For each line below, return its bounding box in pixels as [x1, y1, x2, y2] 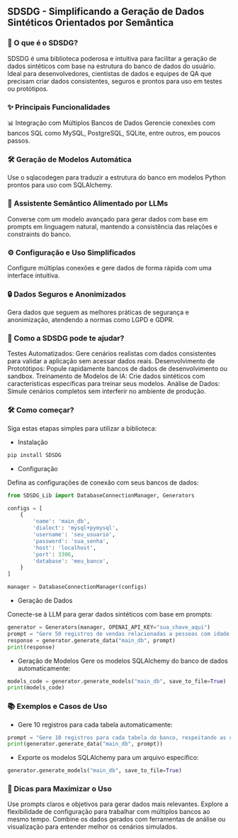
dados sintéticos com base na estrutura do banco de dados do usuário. [7, 62, 216, 70]
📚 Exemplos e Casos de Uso [7, 702, 108, 712]
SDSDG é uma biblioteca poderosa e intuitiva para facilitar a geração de [7, 54, 217, 62]
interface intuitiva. [7, 271, 60, 280]
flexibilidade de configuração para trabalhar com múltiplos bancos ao [7, 807, 210, 816]
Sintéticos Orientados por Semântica [7, 17, 174, 29]
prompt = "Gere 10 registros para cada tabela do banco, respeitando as [7, 734, 227, 741]
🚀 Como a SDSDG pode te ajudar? [7, 333, 125, 343]
